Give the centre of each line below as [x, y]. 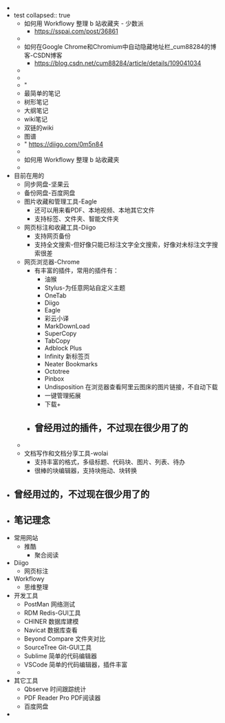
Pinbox [54, 379]
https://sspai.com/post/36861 [76, 31]
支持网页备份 [52, 236]
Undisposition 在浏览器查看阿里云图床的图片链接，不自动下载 [131, 387]
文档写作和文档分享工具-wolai [66, 453]
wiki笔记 [36, 119]
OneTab [55, 295]
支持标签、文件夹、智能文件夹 [76, 219]
